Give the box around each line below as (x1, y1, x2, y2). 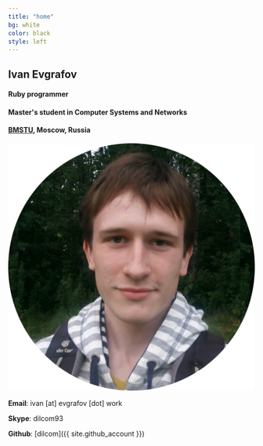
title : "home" (8, 13, 55, 20)
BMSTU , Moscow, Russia (8, 126, 92, 135)
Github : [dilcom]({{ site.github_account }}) (8, 429, 145, 439)
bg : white (8, 20, 41, 29)
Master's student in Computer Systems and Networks (8, 107, 188, 117)
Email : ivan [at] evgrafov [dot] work (8, 399, 123, 408)
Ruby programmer (8, 90, 69, 99)
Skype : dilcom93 (8, 414, 64, 423)
